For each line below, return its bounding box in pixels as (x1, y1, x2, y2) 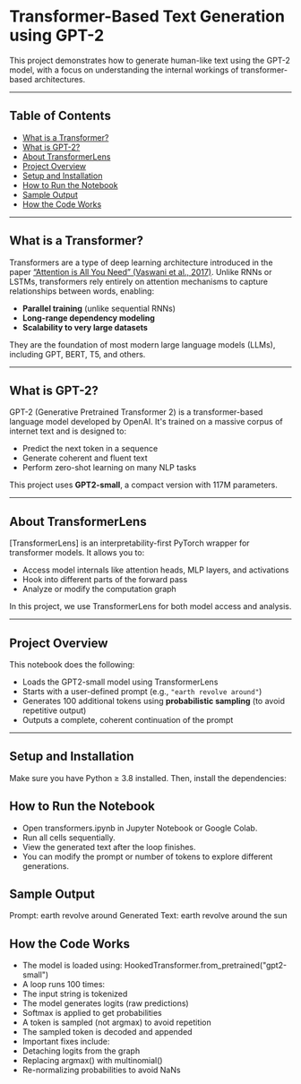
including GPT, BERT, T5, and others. (9, 348, 146, 359)
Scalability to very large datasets (21, 322, 148, 332)
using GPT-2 (9, 25, 105, 46)
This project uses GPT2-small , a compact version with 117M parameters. (9, 479, 278, 490)
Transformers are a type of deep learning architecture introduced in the (9, 257, 273, 268)
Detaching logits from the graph (21, 1045, 141, 1056)
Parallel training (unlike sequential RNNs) (21, 303, 176, 314)
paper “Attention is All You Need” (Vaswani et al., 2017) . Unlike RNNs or (9, 266, 272, 277)
